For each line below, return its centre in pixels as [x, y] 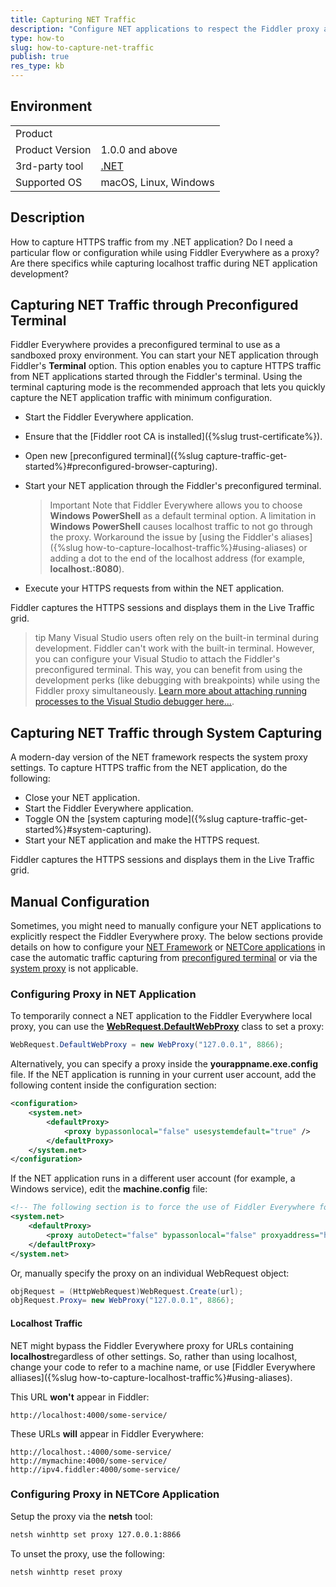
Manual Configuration [80, 901]
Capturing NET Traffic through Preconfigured [154, 305]
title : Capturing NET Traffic [73, 19]
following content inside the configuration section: [113, 1085]
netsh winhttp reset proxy [66, 1572]
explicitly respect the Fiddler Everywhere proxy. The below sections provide [166, 937]
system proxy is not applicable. [74, 968]
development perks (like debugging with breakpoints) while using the [177, 680]
